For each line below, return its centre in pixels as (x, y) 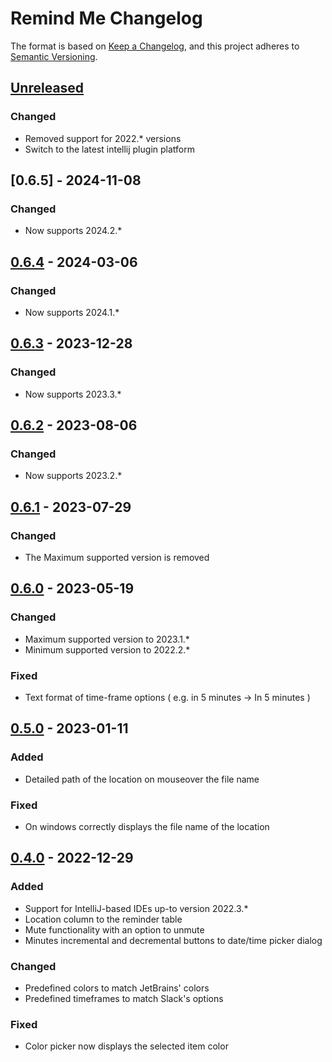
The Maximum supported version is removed (117, 558)
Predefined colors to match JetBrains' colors (117, 988)
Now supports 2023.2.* (73, 476)
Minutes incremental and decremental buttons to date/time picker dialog (173, 940)
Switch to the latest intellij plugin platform (109, 149)
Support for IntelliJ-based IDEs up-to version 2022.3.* (136, 908)
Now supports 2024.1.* (72, 312)
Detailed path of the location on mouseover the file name (142, 779)
